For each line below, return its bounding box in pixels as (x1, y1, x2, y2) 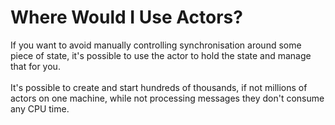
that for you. (10, 60, 61, 72)
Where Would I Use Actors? (10, 6, 243, 29)
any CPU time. (10, 102, 70, 115)
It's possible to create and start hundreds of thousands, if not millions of (10, 81, 308, 93)
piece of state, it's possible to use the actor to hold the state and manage (10, 49, 312, 61)
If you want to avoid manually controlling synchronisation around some (10, 39, 302, 51)
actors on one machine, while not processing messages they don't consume (10, 92, 325, 104)
